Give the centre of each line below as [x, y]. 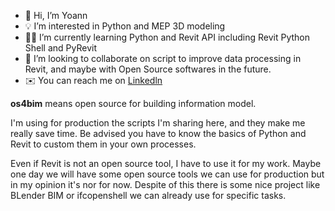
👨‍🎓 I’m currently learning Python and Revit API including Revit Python [167, 37]
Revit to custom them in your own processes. [103, 144]
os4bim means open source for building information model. [133, 103]
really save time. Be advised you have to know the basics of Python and [158, 133]
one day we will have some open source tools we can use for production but [167, 174]
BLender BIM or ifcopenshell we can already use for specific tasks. [148, 195]
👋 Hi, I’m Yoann [56, 15]
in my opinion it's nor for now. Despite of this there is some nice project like [165, 184]
